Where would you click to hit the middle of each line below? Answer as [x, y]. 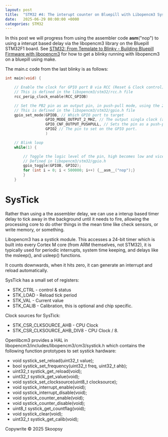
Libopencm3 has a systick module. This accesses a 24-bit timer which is [80, 239]
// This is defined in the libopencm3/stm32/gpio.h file [75, 110]
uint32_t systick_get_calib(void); [45, 419]
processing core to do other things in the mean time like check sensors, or [82, 224]
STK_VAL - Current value [38, 300]
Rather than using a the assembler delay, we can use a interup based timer [82, 213]
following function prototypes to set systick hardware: [61, 351]
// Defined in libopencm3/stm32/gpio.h [65, 161]
